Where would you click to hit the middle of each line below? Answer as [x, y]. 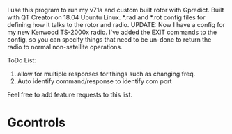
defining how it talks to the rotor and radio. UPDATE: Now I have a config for [116, 25]
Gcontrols [37, 123]
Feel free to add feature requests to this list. [70, 94]
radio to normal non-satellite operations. [65, 47]
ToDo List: [22, 60]
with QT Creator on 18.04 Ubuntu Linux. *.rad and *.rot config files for [106, 17]
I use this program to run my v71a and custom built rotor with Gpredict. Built [116, 10]
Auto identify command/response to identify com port [94, 81]
